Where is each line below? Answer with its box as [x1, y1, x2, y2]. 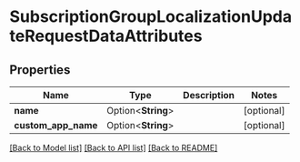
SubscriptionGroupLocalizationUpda [9, 6, 293, 27]
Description [183, 89, 235, 101]
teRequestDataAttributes [9, 25, 203, 46]
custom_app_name [14, 119, 98, 131]
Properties [9, 62, 71, 77]
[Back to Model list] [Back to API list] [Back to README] [9, 143, 218, 153]
